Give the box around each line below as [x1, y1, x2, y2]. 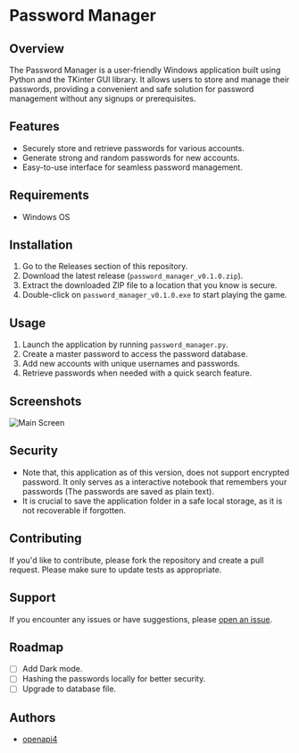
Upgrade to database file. [21, 683, 117, 694]
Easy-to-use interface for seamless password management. [21, 162, 244, 173]
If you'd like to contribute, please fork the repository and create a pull [9, 554, 264, 565]
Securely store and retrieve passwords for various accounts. [21, 142, 245, 153]
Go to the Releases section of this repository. [21, 261, 188, 272]
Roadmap [9, 639, 64, 655]
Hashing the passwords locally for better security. [21, 673, 206, 684]
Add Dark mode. [21, 664, 83, 674]
